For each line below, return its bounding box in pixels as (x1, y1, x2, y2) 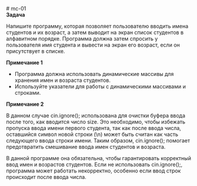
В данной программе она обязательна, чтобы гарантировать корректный (6, 155, 191, 161)
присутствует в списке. (6, 48, 65, 55)
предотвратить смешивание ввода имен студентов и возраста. (6, 144, 166, 150)
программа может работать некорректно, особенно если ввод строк (6, 167, 181, 174)
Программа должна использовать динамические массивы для (14, 71, 174, 77)
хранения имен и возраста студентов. (14, 77, 111, 84)
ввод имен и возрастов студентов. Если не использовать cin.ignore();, (6, 161, 183, 168)
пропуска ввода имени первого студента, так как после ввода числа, (6, 125, 181, 131)
